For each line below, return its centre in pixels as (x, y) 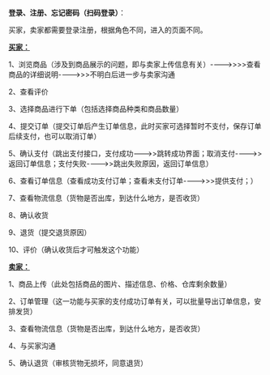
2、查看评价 (28, 92)
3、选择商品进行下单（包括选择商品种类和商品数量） (96, 109)
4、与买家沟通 (32, 346)
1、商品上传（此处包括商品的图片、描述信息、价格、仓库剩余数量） (120, 284)
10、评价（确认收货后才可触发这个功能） (76, 249)
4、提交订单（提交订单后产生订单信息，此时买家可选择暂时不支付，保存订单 (135, 126)
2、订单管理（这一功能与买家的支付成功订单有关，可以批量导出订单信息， (131, 301)
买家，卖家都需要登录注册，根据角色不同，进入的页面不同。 (108, 30)
